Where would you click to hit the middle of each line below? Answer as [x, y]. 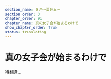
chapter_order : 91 [23, 18]
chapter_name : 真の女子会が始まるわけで [42, 23]
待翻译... [13, 72]
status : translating [26, 32]
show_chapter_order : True [31, 28]
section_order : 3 [22, 14]
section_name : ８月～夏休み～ [33, 9]
